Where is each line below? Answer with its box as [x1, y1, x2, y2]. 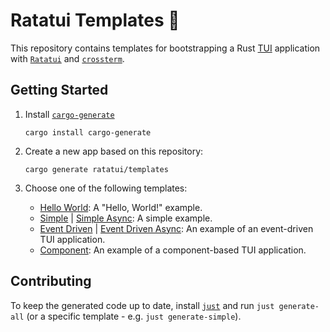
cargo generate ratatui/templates [24, 164, 169, 174]
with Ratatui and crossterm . [10, 52, 125, 64]
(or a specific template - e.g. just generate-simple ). [26, 310, 242, 322]
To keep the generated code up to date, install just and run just [10, 299, 275, 311]
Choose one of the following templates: [24, 182, 188, 194]
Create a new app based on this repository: [24, 145, 204, 157]
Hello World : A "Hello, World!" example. [39, 201, 203, 213]
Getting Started [10, 82, 109, 99]
